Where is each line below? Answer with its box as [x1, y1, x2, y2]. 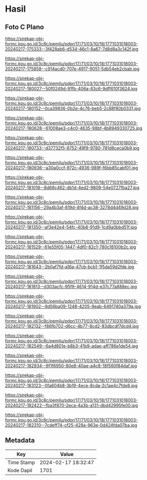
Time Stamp [7, 459, 35, 466]
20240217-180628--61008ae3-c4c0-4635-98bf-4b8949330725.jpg [5, 125, 142, 131]
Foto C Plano [5, 23, 44, 31]
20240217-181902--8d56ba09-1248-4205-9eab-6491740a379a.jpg [5, 304, 141, 309]
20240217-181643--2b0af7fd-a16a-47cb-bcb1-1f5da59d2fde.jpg [5, 264, 134, 269]
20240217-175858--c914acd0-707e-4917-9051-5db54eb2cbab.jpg [5, 66, 140, 72]
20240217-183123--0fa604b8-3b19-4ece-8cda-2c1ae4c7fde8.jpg [5, 383, 138, 388]
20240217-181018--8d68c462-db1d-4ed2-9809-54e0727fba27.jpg [5, 185, 140, 191]
